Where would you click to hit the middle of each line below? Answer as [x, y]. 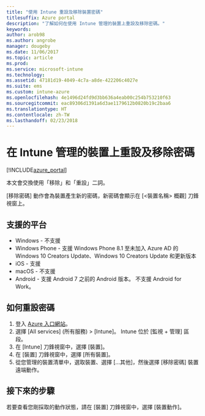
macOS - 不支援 [35, 271]
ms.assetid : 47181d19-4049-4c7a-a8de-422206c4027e [72, 80]
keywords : [19, 29]
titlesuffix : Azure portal [41, 18]
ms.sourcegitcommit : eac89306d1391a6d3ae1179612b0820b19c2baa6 [89, 103]
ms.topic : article [30, 58]
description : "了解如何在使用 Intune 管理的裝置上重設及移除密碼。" [86, 23]
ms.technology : [26, 75]
